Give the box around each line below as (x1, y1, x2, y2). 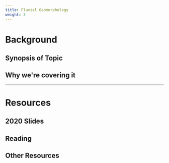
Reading (5, 134, 32, 143)
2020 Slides (5, 117, 44, 126)
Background (5, 34, 57, 45)
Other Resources (5, 151, 59, 160)
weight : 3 (5, 12, 26, 17)
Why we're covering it (5, 71, 76, 80)
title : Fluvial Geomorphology (5, 7, 69, 13)
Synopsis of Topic (5, 54, 63, 63)
